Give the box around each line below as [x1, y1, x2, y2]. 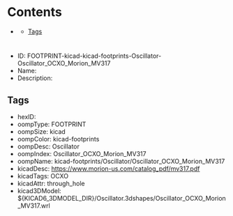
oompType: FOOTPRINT [17, 120, 87, 128]
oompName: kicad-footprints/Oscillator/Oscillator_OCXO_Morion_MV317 [17, 157, 225, 165]
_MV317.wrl [17, 201, 50, 210]
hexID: [17, 112, 36, 121]
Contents [7, 4, 63, 20]
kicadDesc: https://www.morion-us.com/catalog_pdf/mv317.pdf [17, 164, 200, 173]
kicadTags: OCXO [17, 171, 68, 180]
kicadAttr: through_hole [17, 179, 85, 187]
